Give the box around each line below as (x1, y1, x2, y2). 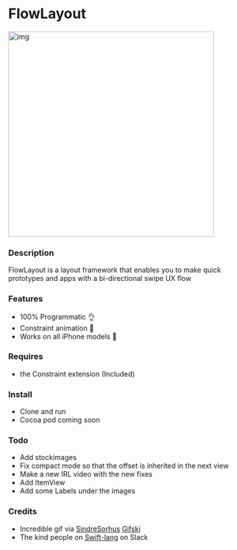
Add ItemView (19, 478, 66, 488)
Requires (8, 351, 43, 362)
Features (8, 294, 43, 305)
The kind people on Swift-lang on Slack (19, 532, 149, 541)
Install (8, 388, 33, 399)
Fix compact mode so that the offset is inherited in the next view (19, 461, 229, 470)
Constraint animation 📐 (19, 323, 95, 332)
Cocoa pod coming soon (19, 415, 100, 425)
